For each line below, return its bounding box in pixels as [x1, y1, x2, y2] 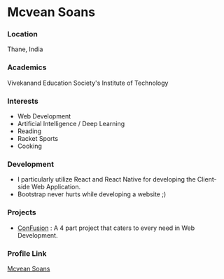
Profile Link [7, 248, 47, 258]
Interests [7, 96, 38, 106]
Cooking [17, 142, 42, 151]
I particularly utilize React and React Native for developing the [17, 175, 196, 184]
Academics [7, 62, 47, 72]
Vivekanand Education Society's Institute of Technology [7, 79, 169, 87]
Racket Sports [17, 135, 58, 143]
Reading [17, 127, 42, 135]
